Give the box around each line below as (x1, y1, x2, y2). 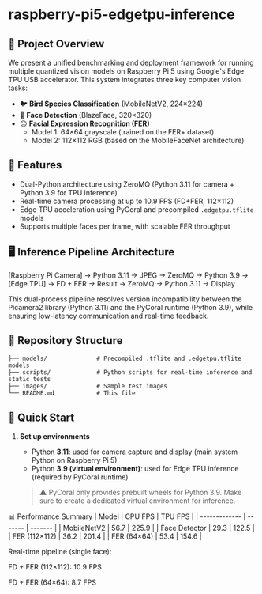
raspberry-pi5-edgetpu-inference (8, 6, 235, 24)
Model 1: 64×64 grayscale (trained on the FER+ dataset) (31, 127, 215, 136)
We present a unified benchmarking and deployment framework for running (8, 58, 254, 67)
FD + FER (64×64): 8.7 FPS (8, 577, 97, 587)
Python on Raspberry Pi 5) (31, 456, 118, 465)
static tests (8, 376, 51, 384)
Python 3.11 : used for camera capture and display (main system (31, 447, 238, 456)
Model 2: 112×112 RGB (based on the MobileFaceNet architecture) (31, 136, 245, 145)
